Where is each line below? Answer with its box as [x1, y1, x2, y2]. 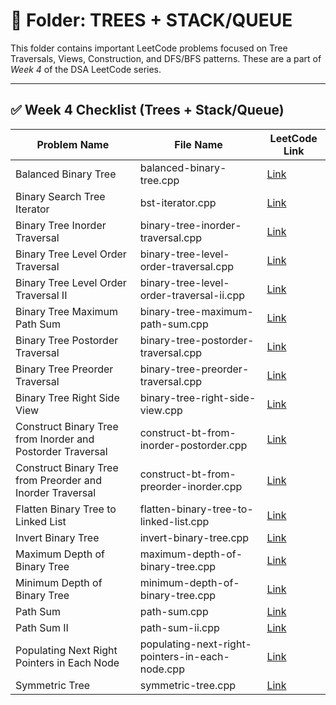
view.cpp [139, 403, 183, 417]
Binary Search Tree [15, 189, 106, 203]
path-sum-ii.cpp [139, 620, 220, 634]
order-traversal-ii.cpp [139, 288, 246, 302]
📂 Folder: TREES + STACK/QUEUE [10, 9, 293, 32]
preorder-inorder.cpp [139, 479, 243, 493]
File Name [174, 137, 223, 151]
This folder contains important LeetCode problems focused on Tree [10, 42, 288, 54]
